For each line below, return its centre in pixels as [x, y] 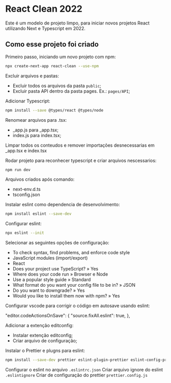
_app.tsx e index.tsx [26, 150]
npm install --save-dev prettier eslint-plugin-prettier [67, 360]
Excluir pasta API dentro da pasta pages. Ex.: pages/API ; [71, 91]
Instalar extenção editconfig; [42, 335]
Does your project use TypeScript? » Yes [55, 269]
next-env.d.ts [26, 189]
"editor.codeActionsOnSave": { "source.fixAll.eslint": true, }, [68, 316]
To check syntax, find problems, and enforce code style [71, 253]
